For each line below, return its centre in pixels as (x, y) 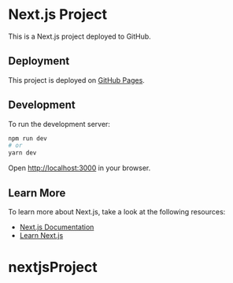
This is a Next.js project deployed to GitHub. (80, 36)
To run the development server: (59, 124)
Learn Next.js (41, 235)
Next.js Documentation (57, 227)
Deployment (39, 61)
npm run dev (28, 138)
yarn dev (22, 153)
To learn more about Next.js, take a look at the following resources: (117, 212)
